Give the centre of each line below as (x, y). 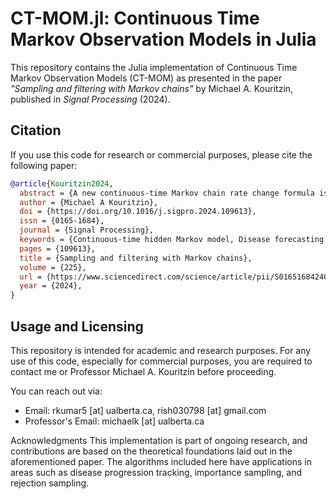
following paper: (44, 165)
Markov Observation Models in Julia (163, 39)
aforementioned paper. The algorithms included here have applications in (161, 461)
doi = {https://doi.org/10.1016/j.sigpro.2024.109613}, (138, 212)
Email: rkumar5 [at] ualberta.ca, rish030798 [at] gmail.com (145, 410)
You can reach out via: (56, 391)
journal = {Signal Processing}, (87, 230)
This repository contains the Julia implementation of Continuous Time (154, 67)
